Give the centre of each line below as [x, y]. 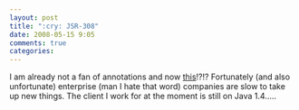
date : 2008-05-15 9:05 [52, 34]
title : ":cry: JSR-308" [54, 26]
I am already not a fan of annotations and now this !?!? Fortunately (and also [150, 77]
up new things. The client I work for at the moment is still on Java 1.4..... [143, 96]
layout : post [34, 18]
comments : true [38, 43]
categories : [32, 51]
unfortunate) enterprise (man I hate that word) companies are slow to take [147, 87]
